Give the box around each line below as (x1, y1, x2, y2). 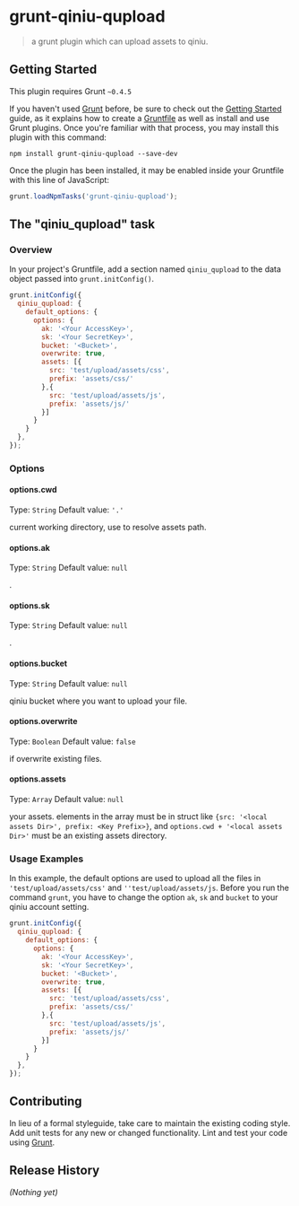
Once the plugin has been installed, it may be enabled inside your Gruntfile (9, 164, 285, 176)
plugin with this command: (9, 132, 107, 143)
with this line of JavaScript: (9, 174, 110, 185)
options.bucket (9, 658, 68, 669)
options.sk (9, 599, 51, 611)
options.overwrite (9, 716, 78, 727)
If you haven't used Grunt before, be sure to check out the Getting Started (9, 103, 282, 114)
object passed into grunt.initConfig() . (9, 274, 155, 284)
